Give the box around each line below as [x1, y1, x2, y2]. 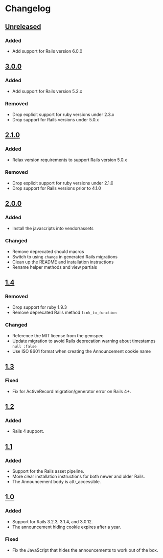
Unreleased [5, 23, 42, 31]
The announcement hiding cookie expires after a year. [12, 524, 121, 530]
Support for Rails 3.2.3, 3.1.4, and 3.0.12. [12, 518, 93, 524]
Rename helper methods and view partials [12, 264, 97, 270]
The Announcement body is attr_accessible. [12, 478, 101, 485]
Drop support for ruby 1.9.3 [12, 304, 67, 310]
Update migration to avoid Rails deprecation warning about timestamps [12, 338, 156, 344]
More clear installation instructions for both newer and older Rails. [12, 473, 145, 479]
